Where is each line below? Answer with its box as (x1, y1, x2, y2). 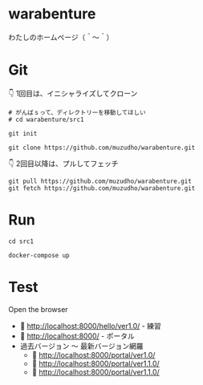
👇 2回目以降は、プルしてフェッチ (8, 158, 119, 168)
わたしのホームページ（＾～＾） (8, 32, 114, 42)
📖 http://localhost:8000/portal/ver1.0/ (31, 350, 156, 359)
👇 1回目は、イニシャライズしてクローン (8, 88, 138, 98)
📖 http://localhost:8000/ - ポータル (19, 330, 135, 341)
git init (8, 129, 38, 137)
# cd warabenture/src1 (8, 115, 84, 124)
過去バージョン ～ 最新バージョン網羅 (19, 341, 144, 351)
